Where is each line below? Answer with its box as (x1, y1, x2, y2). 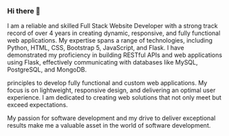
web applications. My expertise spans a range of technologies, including (7, 36, 213, 45)
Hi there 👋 (7, 6, 41, 16)
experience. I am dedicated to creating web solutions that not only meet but (7, 93, 222, 102)
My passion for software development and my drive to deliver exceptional (7, 114, 216, 122)
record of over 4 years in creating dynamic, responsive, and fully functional (7, 29, 221, 37)
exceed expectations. (7, 101, 68, 109)
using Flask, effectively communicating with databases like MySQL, (7, 58, 198, 67)
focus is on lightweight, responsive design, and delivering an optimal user (7, 86, 216, 95)
